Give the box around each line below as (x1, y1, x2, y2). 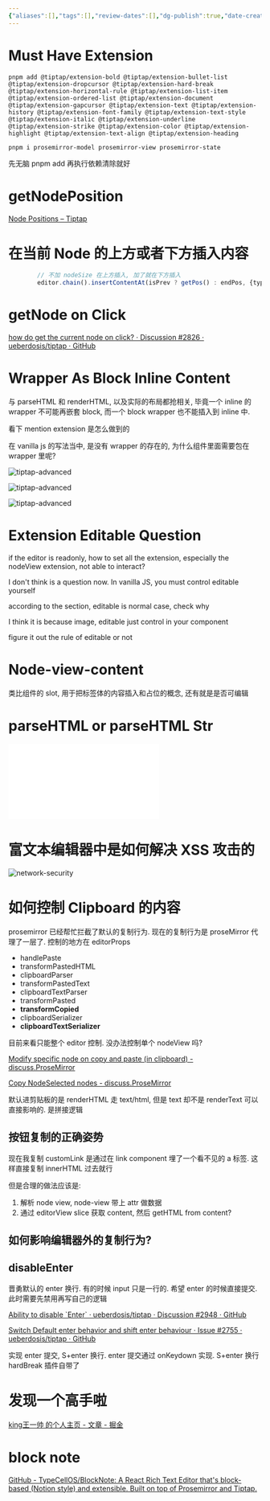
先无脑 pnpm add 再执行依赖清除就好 (8, 158, 131, 168)
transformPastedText (19, 978, 90, 988)
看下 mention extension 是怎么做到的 (8, 424, 130, 434)
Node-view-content (8, 661, 144, 679)
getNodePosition (8, 187, 124, 205)
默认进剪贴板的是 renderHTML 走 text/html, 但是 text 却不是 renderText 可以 (8, 1094, 259, 1104)
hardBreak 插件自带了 (8, 1360, 80, 1370)
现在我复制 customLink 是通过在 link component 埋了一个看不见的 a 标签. (8, 1153, 250, 1163)
